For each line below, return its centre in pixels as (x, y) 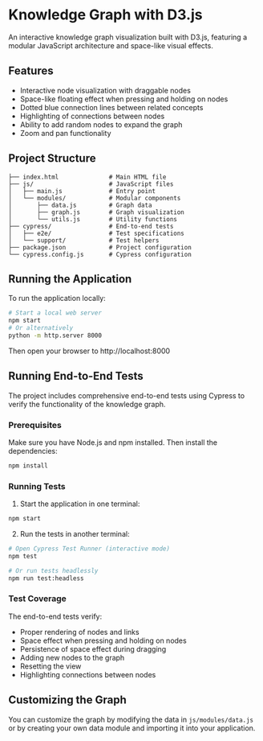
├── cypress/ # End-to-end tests (91, 226)
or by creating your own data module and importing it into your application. (132, 728)
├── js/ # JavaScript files (91, 184)
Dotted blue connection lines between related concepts (111, 107)
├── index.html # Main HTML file (87, 177)
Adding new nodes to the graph (72, 657)
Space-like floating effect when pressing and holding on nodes (124, 99)
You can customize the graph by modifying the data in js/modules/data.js (131, 719)
